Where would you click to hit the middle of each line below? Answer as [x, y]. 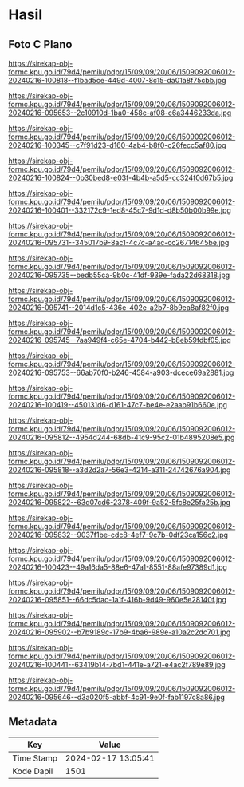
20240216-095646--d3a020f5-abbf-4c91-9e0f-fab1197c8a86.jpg [117, 697]
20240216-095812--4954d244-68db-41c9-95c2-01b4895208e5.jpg [122, 437]
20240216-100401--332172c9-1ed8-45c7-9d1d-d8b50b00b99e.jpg [120, 210]
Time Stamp [35, 758]
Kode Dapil [33, 771]
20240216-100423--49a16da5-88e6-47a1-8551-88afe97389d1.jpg [118, 567]
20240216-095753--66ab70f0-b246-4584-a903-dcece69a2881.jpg [121, 372]
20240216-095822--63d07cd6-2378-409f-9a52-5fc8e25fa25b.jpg [120, 502]
